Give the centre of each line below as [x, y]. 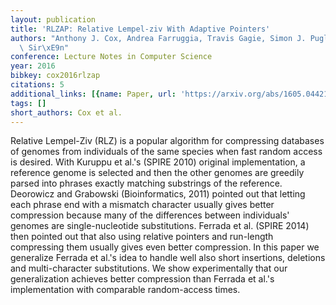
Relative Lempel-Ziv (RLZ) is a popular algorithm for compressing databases [167, 141]
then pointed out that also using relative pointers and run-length [142, 237]
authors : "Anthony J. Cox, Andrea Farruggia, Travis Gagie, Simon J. [158, 38]
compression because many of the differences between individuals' [150, 215]
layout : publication [53, 19]
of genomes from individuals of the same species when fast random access [166, 152]
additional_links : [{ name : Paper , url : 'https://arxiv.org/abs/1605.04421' [171, 94]
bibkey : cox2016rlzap [55, 76]
